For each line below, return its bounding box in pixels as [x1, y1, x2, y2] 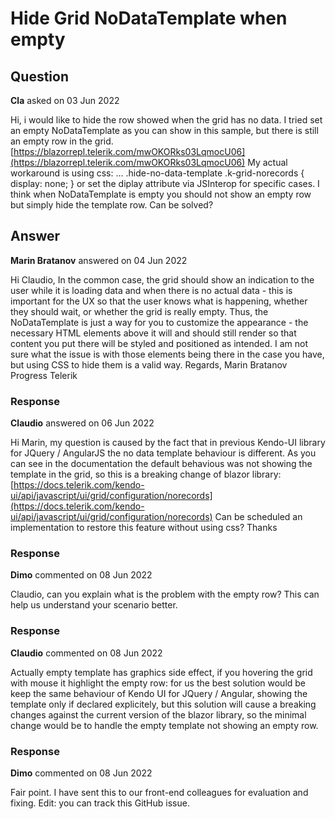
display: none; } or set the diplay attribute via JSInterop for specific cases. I [10, 178, 320, 189]
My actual [247, 157, 288, 168]
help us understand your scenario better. [10, 599, 178, 611]
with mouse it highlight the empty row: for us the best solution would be [10, 677, 307, 689]
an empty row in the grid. [10, 135, 114, 147]
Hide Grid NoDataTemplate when [10, 7, 288, 30]
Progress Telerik [10, 369, 78, 381]
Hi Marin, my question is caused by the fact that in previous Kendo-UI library [10, 437, 326, 449]
